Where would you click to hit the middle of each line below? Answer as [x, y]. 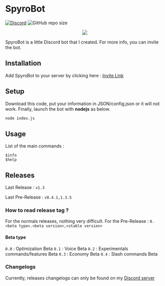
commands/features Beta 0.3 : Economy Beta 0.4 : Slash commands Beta [81, 254]
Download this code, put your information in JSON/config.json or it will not [82, 104]
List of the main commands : [35, 146]
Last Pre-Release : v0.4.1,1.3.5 [39, 197]
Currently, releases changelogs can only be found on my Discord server [80, 278]
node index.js [20, 118]
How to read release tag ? [37, 210]
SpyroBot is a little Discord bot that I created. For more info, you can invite [82, 42]
